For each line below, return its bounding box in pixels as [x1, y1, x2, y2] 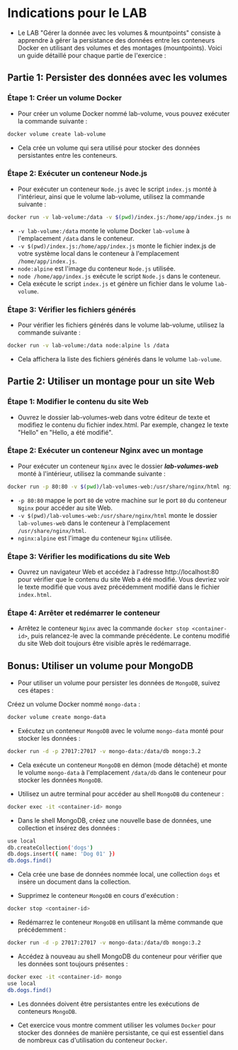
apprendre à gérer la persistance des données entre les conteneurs [17, 36, 215, 44]
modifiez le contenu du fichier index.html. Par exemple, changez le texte [17, 421, 229, 429]
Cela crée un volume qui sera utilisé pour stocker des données [17, 144, 200, 152]
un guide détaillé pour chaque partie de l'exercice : [17, 51, 166, 60]
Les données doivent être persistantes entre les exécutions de [17, 1000, 200, 1008]
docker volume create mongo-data [7, 714, 106, 721]
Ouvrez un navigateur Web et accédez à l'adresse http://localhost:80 [17, 568, 220, 576]
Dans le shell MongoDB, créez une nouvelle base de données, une [17, 816, 212, 825]
